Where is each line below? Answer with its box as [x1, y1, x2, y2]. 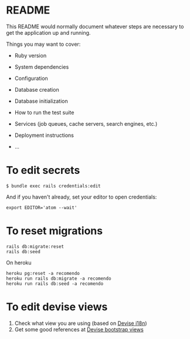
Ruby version [14, 52, 47, 59]
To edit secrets [6, 164, 80, 177]
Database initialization [14, 98, 69, 105]
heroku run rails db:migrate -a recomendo [6, 276, 111, 281]
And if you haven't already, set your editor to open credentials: [6, 193, 157, 200]
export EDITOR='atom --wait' [6, 204, 77, 210]
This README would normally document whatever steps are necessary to [6, 23, 184, 30]
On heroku [6, 259, 32, 266]
